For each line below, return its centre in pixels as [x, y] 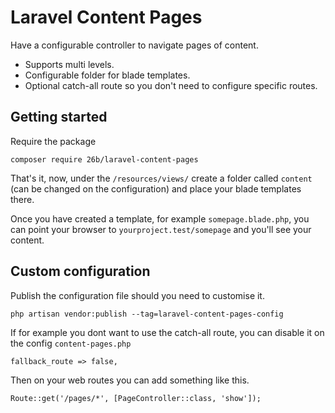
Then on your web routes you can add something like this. [130, 380]
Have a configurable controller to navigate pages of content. [134, 45]
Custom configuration [80, 271]
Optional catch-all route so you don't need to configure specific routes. [171, 85]
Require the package [53, 141]
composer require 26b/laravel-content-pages [104, 159]
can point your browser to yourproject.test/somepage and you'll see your [161, 229]
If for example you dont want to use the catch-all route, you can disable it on [167, 332]
